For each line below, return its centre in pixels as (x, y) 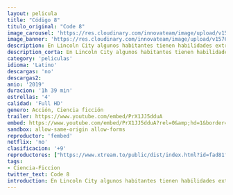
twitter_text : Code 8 (38, 174)
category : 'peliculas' (40, 59)
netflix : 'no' (28, 142)
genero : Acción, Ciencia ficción (55, 110)
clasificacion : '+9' (37, 149)
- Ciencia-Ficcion (34, 168)
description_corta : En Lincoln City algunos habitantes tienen (101, 53)
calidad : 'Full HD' (35, 104)
